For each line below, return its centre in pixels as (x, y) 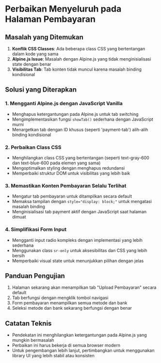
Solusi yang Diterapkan (41, 90)
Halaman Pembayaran (50, 19)
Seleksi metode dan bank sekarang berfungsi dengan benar (72, 308)
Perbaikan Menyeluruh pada (63, 9)
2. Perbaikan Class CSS (33, 147)
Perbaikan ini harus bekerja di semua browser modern (66, 346)
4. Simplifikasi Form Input (36, 230)
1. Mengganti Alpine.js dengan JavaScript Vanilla (64, 104)
